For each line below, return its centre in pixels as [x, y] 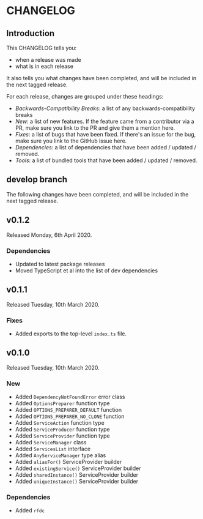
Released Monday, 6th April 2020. [49, 235]
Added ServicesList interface [53, 449]
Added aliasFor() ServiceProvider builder [68, 462]
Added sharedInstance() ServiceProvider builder [77, 475]
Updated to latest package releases [60, 264]
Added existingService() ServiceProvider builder [78, 468]
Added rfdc [30, 510]
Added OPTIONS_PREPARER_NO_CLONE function [70, 416]
